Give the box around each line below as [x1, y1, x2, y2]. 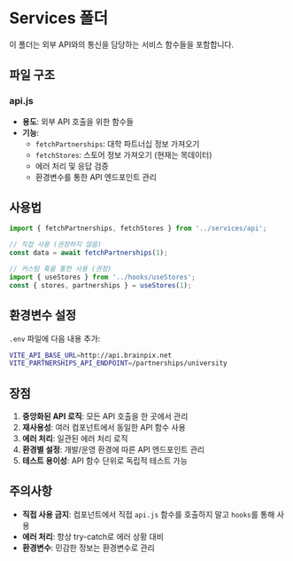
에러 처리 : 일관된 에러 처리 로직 [21, 433, 128, 444]
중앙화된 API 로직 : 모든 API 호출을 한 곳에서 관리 [21, 411, 189, 422]
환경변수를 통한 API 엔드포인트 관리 [35, 171, 158, 182]
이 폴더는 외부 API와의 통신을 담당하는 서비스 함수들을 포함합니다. [9, 39, 235, 50]
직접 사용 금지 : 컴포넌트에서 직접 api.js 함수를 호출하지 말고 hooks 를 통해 [21, 509, 275, 519]
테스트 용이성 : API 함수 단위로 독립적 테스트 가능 [21, 455, 188, 466]
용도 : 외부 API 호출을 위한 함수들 [21, 116, 135, 127]
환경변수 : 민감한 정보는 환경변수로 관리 [21, 542, 155, 553]
